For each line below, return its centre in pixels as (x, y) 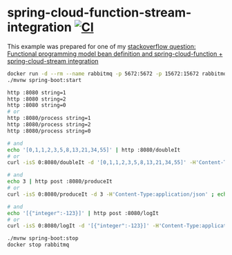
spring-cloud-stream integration (53, 61)
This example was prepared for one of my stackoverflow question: (101, 46)
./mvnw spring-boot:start (44, 80)
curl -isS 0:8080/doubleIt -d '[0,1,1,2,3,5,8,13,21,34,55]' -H (101, 163)
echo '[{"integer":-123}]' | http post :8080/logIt (83, 213)
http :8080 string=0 (37, 105)
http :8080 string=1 (37, 92)
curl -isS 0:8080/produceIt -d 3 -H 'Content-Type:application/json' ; (111, 194)
